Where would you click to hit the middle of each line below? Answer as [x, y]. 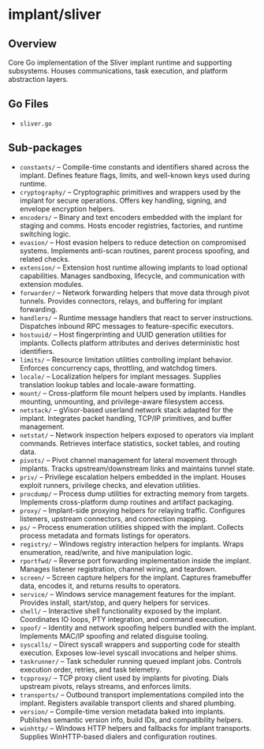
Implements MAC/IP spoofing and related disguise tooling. [114, 635]
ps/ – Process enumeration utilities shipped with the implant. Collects [132, 527]
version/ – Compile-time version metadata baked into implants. [123, 711]
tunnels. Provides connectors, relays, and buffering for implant [121, 300]
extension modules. [52, 284]
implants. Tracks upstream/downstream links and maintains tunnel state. [137, 468]
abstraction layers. [38, 79]
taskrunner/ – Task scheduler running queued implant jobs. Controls [130, 661]
